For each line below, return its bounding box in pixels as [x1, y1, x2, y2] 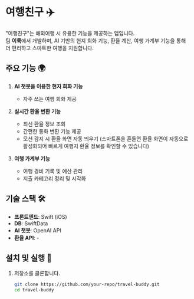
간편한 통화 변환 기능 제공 [22, 127, 82, 134]
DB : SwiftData [14, 219, 48, 227]
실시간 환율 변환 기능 [14, 107, 61, 115]
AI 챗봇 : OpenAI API [14, 226, 61, 234]
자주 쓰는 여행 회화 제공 [22, 95, 77, 102]
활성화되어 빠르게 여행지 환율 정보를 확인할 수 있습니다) [22, 142, 150, 149]
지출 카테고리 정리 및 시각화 [22, 175, 86, 182]
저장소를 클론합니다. [14, 270, 60, 277]
